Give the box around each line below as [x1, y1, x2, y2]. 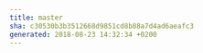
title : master [9, 13, 64, 22]
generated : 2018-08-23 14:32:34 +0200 [9, 30, 157, 39]
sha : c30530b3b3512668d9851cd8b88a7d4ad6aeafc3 [9, 22, 195, 31]
